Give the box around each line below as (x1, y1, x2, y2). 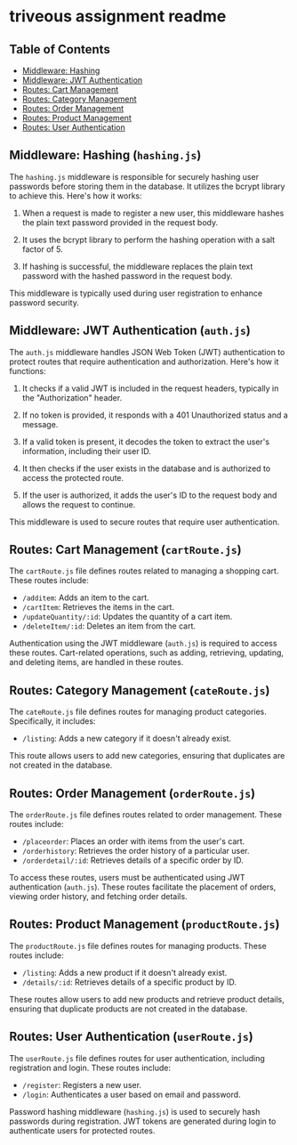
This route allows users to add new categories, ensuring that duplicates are (9, 751, 285, 761)
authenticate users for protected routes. (9, 1125, 156, 1136)
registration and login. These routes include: (9, 1062, 172, 1073)
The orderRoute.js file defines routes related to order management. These (9, 809, 283, 820)
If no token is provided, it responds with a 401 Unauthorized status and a (21, 410, 289, 420)
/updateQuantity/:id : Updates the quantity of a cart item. (21, 612, 233, 622)
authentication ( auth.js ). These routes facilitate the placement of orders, (9, 881, 277, 892)
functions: (9, 365, 46, 376)
